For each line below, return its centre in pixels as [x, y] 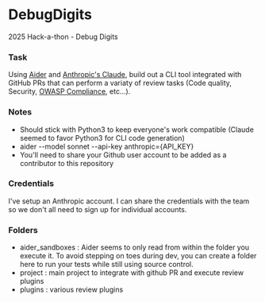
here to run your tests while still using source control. [106, 265]
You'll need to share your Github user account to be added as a [123, 155]
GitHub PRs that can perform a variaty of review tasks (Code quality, [120, 83]
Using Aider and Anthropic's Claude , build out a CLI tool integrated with [125, 75]
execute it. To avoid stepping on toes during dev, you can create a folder [138, 256]
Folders [23, 230]
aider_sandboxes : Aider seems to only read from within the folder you [134, 247]
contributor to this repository [67, 163]
